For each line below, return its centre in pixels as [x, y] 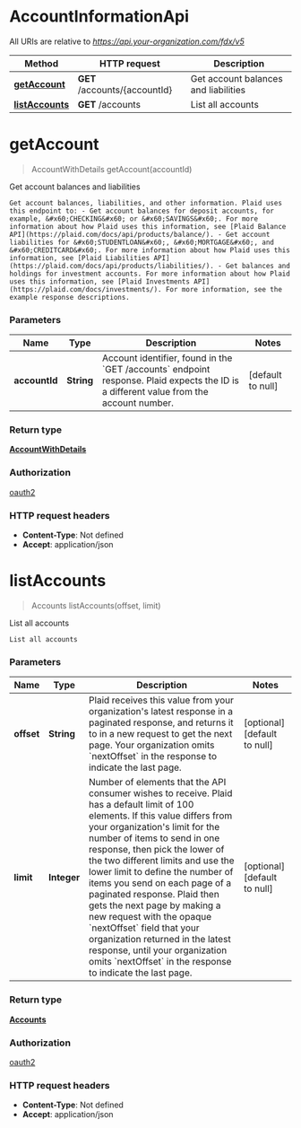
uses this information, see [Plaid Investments [100, 281]
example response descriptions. [69, 297]
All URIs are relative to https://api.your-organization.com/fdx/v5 [127, 41]
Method [42, 63]
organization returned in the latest [159, 940]
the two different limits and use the [161, 861]
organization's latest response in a [161, 712]
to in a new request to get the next [160, 734]
